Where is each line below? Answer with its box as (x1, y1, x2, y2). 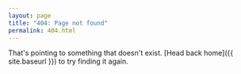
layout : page (8, 11, 52, 20)
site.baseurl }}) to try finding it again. (8, 56, 128, 66)
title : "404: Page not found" (8, 19, 109, 27)
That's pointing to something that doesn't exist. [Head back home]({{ (8, 49, 234, 58)
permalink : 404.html (8, 26, 77, 34)
